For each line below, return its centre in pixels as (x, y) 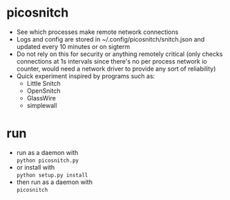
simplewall (42, 105)
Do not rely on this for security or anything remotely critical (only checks (119, 54)
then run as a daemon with (54, 182)
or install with (36, 167)
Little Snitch (44, 83)
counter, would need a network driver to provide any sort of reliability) (116, 69)
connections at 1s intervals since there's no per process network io (112, 61)
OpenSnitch (44, 91)
